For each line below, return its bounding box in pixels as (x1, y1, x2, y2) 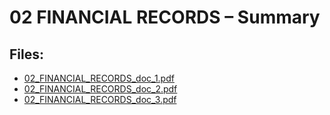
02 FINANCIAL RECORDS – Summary (9, 6, 321, 29)
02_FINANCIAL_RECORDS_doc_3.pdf (23, 94, 177, 105)
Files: (9, 46, 44, 63)
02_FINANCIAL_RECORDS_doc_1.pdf (23, 72, 175, 84)
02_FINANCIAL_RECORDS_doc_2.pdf (23, 83, 178, 95)
